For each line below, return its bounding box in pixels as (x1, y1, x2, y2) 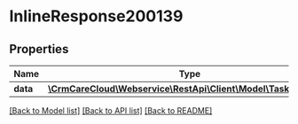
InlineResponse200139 (9, 6, 184, 27)
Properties (9, 42, 69, 57)
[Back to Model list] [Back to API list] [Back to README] (9, 105, 213, 116)
